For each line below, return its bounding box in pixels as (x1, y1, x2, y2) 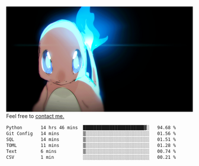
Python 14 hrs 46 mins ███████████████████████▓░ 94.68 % (6, 124, 176, 130)
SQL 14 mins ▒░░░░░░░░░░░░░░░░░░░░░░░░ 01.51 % (6, 136, 176, 142)
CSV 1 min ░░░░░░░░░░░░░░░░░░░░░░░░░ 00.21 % (6, 154, 176, 160)
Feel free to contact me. (6, 112, 65, 119)
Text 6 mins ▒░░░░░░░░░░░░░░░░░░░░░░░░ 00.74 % (6, 148, 176, 154)
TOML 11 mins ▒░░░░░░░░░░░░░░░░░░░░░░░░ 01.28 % (6, 142, 176, 148)
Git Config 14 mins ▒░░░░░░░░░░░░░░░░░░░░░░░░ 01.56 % (6, 130, 176, 136)
